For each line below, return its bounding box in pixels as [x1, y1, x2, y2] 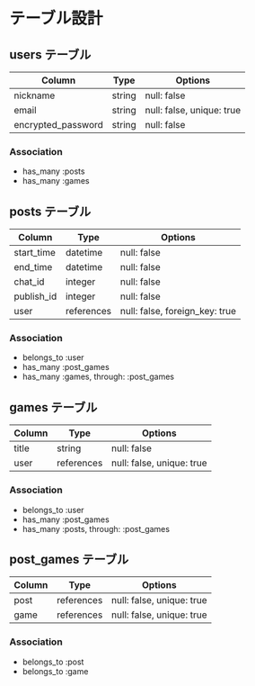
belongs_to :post [22, 656, 84, 667]
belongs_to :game [22, 665, 89, 676]
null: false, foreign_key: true [119, 305, 236, 318]
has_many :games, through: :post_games [22, 371, 175, 383]
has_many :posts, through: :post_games [22, 523, 171, 534]
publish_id [13, 290, 57, 302]
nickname [13, 89, 56, 102]
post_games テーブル [9, 551, 129, 567]
